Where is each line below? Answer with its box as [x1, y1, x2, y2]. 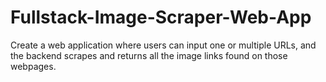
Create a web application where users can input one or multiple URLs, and [10, 39, 317, 51]
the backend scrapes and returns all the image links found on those [10, 49, 288, 61]
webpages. [10, 60, 57, 72]
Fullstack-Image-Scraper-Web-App [10, 6, 312, 29]
